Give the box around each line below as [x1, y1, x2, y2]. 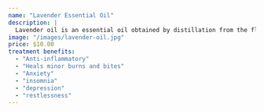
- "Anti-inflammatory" [15, 55, 90, 63]
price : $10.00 [8, 41, 55, 48]
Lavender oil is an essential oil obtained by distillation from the [15, 26, 247, 34]
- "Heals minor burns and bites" [15, 63, 125, 70]
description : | [8, 19, 58, 27]
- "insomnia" [15, 77, 58, 84]
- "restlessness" [15, 91, 72, 99]
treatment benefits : [8, 48, 76, 55]
